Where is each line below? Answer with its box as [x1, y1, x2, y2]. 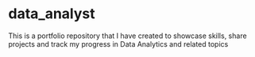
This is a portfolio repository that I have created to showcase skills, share [8, 31, 248, 40]
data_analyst [8, 5, 95, 23]
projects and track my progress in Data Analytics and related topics [8, 39, 229, 48]
